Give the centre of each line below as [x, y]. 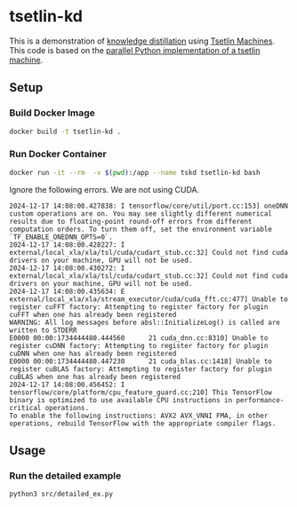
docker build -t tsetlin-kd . [65, 131]
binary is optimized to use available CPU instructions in [121, 400]
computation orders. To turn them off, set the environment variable [141, 229]
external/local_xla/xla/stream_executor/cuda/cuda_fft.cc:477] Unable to [149, 299]
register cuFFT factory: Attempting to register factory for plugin [139, 307]
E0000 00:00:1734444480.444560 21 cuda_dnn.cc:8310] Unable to [139, 338]
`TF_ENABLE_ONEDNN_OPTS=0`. [61, 237]
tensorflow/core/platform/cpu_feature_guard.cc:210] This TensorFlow [141, 392]
